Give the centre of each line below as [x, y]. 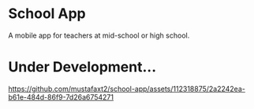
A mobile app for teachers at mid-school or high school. [99, 35]
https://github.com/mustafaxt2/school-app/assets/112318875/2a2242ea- [127, 89]
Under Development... [82, 67]
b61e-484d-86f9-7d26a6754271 [61, 97]
